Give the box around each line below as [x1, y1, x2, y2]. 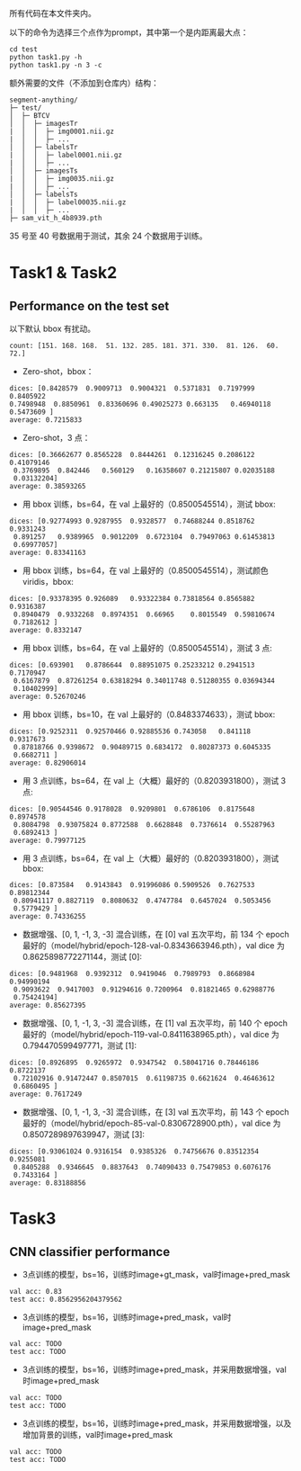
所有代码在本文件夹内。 [9, 8, 96, 18]
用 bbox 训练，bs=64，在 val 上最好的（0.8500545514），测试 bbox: [22, 498, 276, 509]
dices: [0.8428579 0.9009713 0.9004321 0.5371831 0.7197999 [9, 384, 255, 393]
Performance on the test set [9, 298, 170, 313]
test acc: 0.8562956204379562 [9, 1295, 123, 1304]
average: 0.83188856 [9, 1179, 87, 1188]
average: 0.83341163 [9, 548, 87, 557]
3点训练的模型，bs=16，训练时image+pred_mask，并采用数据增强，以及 [22, 1418, 292, 1429]
